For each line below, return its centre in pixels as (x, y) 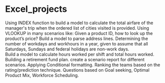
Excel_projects (36, 9)
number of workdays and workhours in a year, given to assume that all (77, 43)
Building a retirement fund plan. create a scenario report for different (75, 59)
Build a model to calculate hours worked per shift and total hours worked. (80, 54)
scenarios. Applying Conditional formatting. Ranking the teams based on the (83, 65)
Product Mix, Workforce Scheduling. (42, 75)
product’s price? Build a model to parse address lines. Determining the (77, 39)
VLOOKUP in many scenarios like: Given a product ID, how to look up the (79, 33)
